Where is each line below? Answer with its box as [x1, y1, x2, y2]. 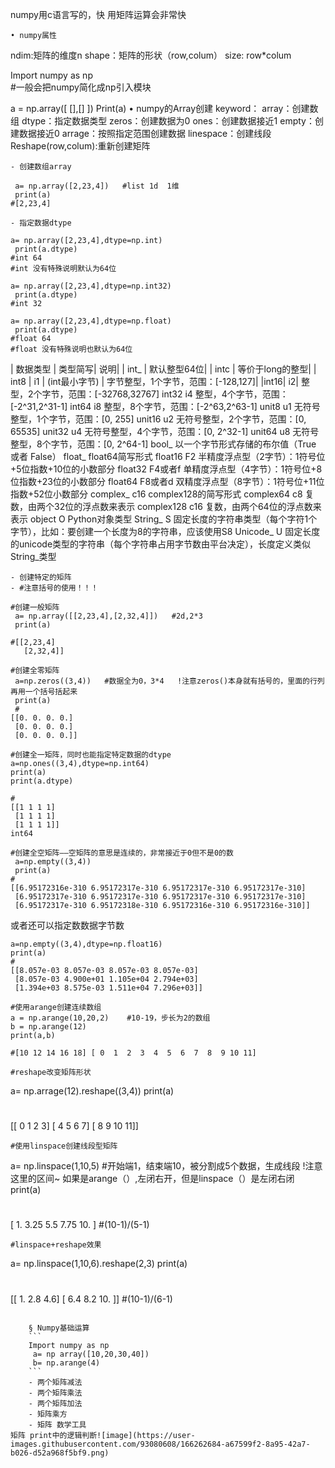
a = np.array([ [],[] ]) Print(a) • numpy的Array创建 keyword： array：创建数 [10, 103, 319, 114]
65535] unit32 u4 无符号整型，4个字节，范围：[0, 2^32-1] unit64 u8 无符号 [10, 426, 320, 437]
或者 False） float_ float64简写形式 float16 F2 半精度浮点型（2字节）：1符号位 [10, 451, 326, 462]
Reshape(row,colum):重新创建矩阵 [10, 140, 151, 152]
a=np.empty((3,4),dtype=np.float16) [10, 939, 163, 949]
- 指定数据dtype [10, 218, 72, 228]
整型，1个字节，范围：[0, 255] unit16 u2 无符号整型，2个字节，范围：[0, [10, 413, 307, 425]
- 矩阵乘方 [28, 1409, 68, 1419]
